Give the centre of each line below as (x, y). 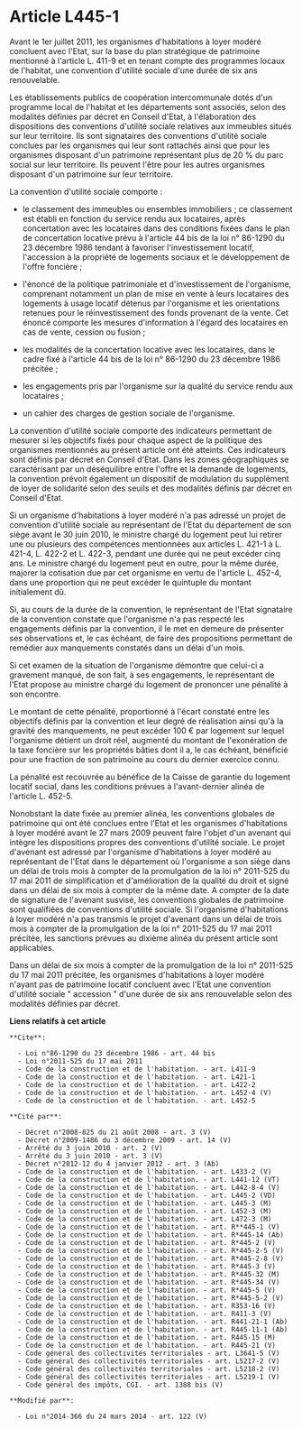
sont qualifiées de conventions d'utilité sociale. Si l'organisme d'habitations (149, 909)
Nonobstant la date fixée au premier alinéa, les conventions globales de (142, 813)
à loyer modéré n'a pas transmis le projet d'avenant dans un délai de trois (146, 918)
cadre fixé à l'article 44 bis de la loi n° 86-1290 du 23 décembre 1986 (151, 359)
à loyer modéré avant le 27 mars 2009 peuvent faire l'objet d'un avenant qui (150, 833)
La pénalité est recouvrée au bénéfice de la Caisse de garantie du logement (150, 777)
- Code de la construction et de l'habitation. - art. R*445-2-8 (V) (151, 1258)
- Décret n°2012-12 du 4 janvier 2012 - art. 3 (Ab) (119, 1164)
